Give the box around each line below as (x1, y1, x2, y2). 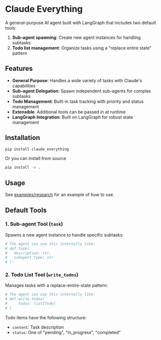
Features (5, 64, 33, 73)
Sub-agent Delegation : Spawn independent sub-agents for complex (12, 88, 151, 94)
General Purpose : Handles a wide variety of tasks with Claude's (12, 77, 142, 83)
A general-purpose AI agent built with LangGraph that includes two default (5, 20, 156, 26)
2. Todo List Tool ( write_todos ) (5, 272, 79, 278)
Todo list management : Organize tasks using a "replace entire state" (12, 45, 152, 51)
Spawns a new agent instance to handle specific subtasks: (5, 232, 124, 238)
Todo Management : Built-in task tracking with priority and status (12, 98, 144, 104)
